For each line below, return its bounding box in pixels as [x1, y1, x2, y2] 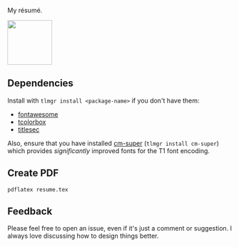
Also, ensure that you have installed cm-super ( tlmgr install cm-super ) [7, 139, 220, 147]
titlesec [17, 125, 40, 134]
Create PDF [7, 167, 59, 179]
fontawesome [17, 110, 59, 118]
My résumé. [7, 6, 43, 14]
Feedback [7, 206, 53, 218]
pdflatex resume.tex [7, 186, 69, 193]
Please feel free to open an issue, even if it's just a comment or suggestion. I [7, 224, 233, 233]
